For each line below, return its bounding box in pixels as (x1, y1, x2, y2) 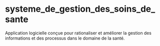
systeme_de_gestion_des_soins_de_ (5, 3, 155, 15)
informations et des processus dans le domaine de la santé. (5, 35, 125, 41)
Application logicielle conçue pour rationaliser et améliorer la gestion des (5, 30, 152, 36)
